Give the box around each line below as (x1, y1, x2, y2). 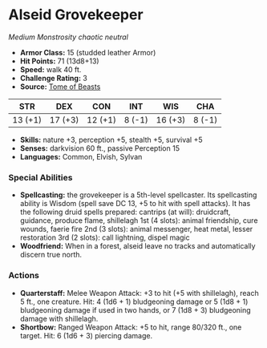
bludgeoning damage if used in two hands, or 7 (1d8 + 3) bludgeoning (19, 305, 251, 314)
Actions (8, 270, 40, 281)
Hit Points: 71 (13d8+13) (19, 56, 99, 66)
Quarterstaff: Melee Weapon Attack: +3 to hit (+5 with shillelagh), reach (19, 288, 259, 297)
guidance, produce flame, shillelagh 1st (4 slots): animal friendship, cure (19, 216, 258, 225)
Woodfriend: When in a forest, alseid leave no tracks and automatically (19, 241, 256, 251)
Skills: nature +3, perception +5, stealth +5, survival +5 (19, 135, 203, 144)
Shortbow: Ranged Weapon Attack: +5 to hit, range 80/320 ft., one (19, 322, 242, 332)
